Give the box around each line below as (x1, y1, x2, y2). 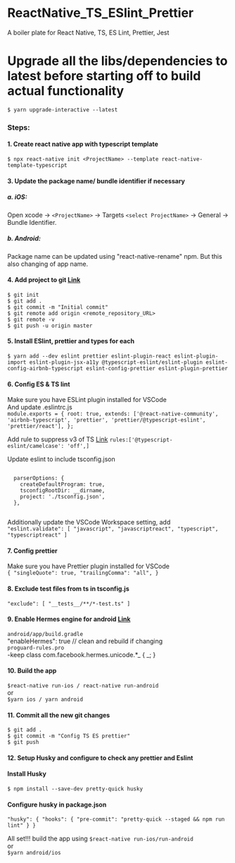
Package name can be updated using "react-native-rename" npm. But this (7, 252, 223, 260)
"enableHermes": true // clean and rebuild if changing (7, 637, 163, 645)
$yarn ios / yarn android (7, 696, 83, 703)
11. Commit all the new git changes (7, 711, 110, 719)
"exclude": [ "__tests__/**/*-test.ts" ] (7, 600, 131, 607)
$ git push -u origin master (7, 322, 93, 329)
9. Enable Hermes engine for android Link (7, 615, 131, 623)
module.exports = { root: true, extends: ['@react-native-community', (7, 410, 219, 417)
